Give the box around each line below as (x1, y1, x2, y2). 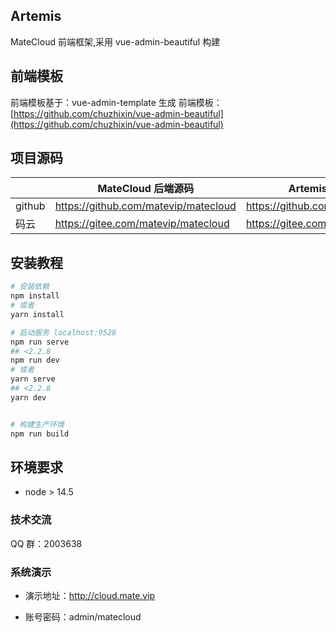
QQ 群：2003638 (10, 537, 83, 549)
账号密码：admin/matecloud (24, 610, 142, 623)
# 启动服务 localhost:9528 (10, 327, 117, 338)
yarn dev (10, 392, 47, 403)
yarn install (10, 309, 65, 319)
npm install (10, 291, 60, 301)
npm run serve (10, 337, 70, 347)
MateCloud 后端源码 (97, 182, 195, 196)
